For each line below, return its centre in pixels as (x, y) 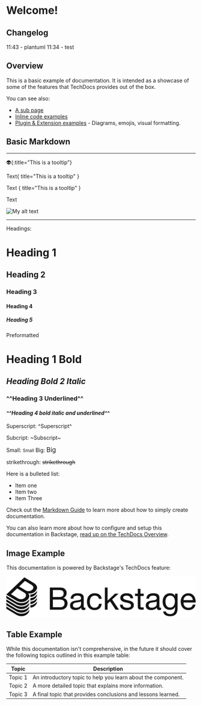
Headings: (19, 228)
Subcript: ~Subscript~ (34, 438)
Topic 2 (18, 686)
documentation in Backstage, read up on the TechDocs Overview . (87, 534)
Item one (26, 486)
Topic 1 (18, 677)
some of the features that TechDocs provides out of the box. (81, 87)
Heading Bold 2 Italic (46, 381)
